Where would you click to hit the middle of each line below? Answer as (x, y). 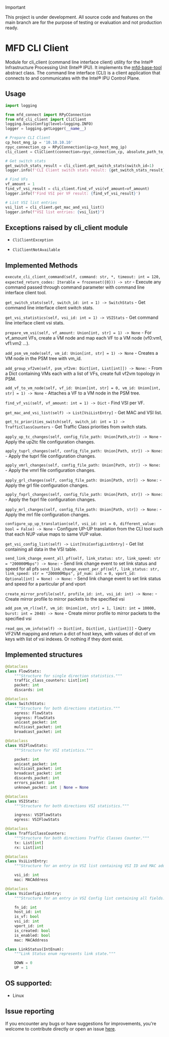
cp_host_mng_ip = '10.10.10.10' (39, 143)
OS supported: (29, 983)
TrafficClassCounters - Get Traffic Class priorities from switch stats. (76, 427)
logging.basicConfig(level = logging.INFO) (49, 124)
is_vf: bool (27, 917)
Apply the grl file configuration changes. (47, 485)
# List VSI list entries (31, 203)
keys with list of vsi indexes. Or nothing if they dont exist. (64, 639)
